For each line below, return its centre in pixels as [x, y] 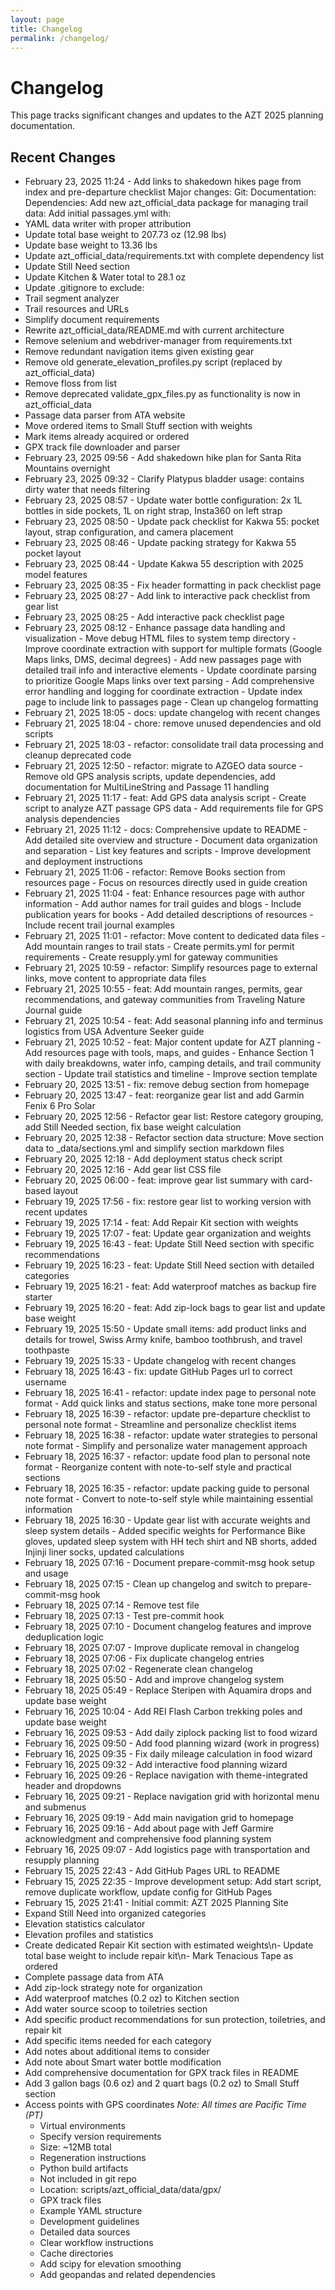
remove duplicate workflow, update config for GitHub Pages [148, 1892]
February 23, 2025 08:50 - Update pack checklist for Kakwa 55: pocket [172, 522]
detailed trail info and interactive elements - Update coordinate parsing [170, 670]
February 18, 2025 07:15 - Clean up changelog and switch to [149, 1584]
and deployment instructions [83, 862]
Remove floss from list [71, 383]
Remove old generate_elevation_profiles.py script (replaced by [153, 362]
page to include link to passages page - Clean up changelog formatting [171, 702]
